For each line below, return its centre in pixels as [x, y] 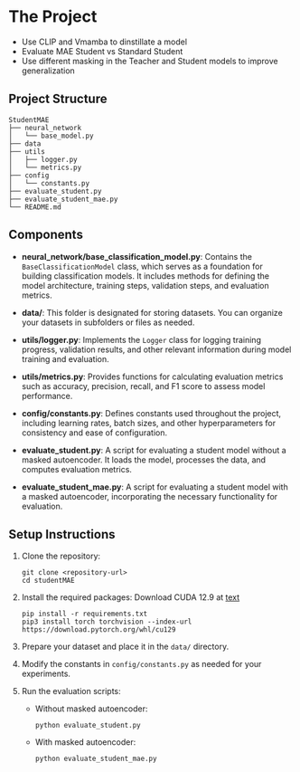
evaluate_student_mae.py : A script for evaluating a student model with [155, 487]
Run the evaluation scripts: [71, 691]
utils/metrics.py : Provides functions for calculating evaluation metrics [152, 376]
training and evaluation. [65, 358]
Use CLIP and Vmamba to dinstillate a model [104, 42]
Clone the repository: [61, 556]
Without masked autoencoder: [91, 709]
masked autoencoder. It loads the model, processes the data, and [144, 460]
